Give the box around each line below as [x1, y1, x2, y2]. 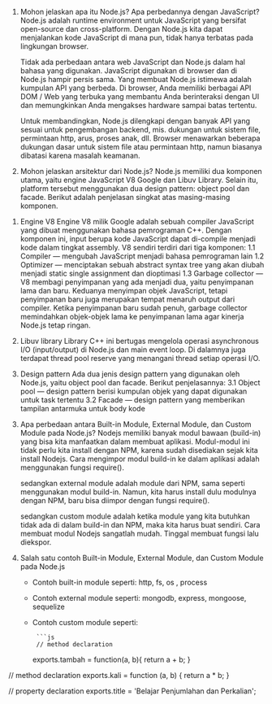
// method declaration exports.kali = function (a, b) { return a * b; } [8, 671, 230, 680]
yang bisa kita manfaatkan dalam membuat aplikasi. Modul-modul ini [19, 437, 250, 446]
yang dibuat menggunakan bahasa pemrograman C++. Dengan [19, 225, 232, 235]
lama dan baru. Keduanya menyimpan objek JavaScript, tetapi [19, 286, 228, 295]
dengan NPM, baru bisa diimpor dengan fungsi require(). [19, 496, 210, 505]
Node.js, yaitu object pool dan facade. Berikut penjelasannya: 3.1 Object [19, 378, 261, 387]
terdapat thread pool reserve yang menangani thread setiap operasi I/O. [19, 354, 261, 363]
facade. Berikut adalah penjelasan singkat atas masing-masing [19, 193, 231, 202]
